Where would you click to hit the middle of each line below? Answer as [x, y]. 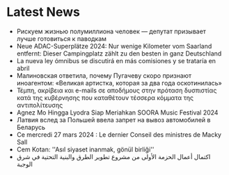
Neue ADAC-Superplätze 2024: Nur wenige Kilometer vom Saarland [114, 46]
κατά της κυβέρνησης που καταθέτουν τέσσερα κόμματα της [105, 97]
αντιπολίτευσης [40, 105]
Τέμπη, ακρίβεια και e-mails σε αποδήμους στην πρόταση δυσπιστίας [117, 90]
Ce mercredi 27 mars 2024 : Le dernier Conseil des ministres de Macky [119, 134]
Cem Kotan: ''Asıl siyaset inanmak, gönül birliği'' [85, 149]
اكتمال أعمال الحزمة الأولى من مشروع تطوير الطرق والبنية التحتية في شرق [113, 156]
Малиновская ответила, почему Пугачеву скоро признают [104, 75]
